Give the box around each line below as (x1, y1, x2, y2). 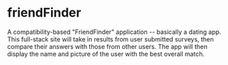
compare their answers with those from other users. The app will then (7, 42, 208, 50)
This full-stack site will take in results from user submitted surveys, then (7, 35, 214, 43)
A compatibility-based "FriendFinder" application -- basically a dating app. (7, 28, 222, 36)
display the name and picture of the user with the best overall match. (7, 50, 205, 58)
